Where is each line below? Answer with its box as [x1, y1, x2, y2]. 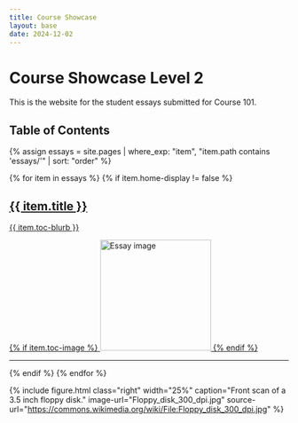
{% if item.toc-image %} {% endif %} [9, 342, 259, 353]
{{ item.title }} [9, 199, 88, 214]
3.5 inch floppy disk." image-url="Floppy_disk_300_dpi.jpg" [9, 394, 225, 404]
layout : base [9, 21, 58, 30]
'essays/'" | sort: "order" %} [9, 156, 112, 167]
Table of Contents [9, 122, 111, 137]
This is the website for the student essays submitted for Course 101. [9, 97, 257, 107]
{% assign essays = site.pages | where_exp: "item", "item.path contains [9, 146, 271, 157]
